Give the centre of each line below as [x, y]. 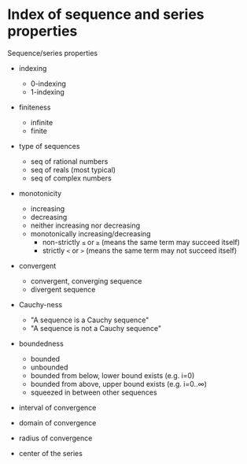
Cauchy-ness [41, 304]
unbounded [49, 367]
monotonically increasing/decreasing [90, 233]
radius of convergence [55, 438]
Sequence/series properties [53, 53]
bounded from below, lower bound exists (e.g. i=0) [112, 375]
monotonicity [40, 193]
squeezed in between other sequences [94, 392]
